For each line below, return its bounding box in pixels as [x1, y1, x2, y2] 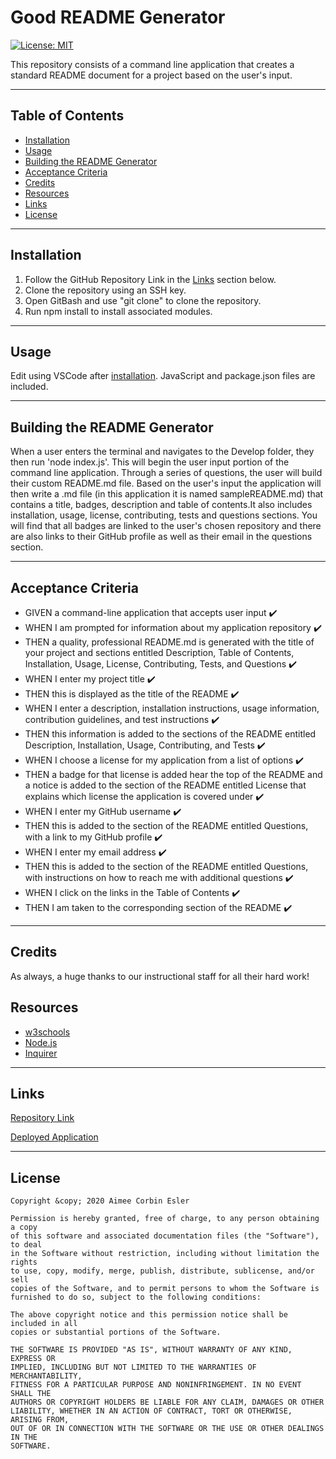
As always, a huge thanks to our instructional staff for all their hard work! [10, 970, 310, 982]
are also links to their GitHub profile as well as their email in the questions [10, 531, 313, 543]
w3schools [24, 1026, 71, 1038]
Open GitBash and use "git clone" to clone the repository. [24, 294, 262, 306]
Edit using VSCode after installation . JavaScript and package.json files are [10, 370, 316, 382]
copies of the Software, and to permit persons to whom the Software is [10, 1284, 320, 1294]
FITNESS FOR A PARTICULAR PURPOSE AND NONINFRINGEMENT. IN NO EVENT [10, 1380, 302, 1390]
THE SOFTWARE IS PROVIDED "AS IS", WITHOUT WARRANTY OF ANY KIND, [10, 1345, 293, 1355]
